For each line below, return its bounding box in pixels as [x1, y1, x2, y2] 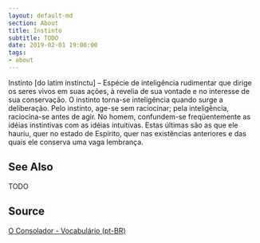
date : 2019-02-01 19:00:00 [8, 41, 98, 49]
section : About [8, 19, 59, 27]
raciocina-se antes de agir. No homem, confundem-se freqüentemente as [8, 112, 251, 121]
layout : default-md [8, 11, 73, 20]
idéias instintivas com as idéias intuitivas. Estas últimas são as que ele [8, 120, 238, 130]
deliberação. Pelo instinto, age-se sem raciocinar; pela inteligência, [8, 103, 230, 112]
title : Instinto [8, 26, 62, 34]
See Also [8, 160, 53, 174]
